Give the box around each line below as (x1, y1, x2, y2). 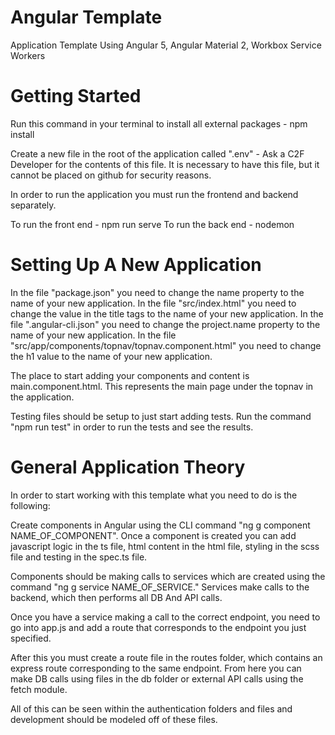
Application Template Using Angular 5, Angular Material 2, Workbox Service (10, 39, 322, 51)
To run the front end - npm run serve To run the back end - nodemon (10, 218, 295, 230)
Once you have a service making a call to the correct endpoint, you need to (10, 611, 321, 623)
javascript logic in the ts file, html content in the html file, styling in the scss (10, 540, 320, 552)
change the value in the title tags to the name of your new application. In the (10, 307, 324, 320)
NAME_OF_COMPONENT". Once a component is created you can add (10, 529, 297, 541)
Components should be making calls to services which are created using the (10, 570, 326, 582)
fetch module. (10, 683, 68, 695)
